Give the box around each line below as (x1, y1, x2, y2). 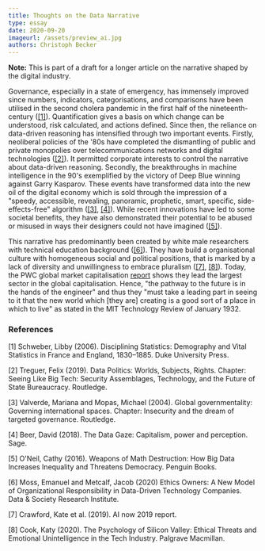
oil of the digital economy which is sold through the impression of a (8, 188, 228, 197)
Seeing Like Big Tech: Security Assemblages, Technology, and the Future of (8, 374, 256, 384)
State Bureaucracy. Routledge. (8, 382, 108, 392)
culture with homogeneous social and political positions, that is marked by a (8, 254, 256, 263)
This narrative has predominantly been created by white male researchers (8, 237, 249, 247)
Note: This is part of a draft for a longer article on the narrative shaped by (8, 63, 248, 72)
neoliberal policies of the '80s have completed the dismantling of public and (8, 137, 256, 147)
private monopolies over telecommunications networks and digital (8, 146, 223, 155)
